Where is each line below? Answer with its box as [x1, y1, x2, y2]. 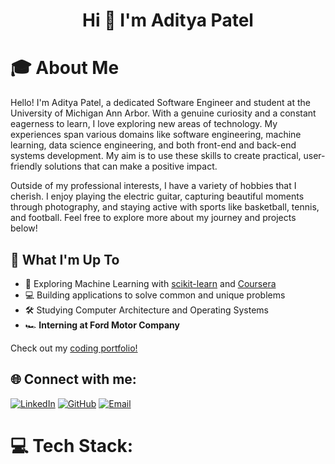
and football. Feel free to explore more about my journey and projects [10, 212, 297, 224]
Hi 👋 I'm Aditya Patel [82, 9, 254, 32]
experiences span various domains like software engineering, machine [10, 129, 302, 141]
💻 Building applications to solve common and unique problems [24, 289, 286, 301]
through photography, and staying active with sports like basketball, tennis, [10, 201, 320, 213]
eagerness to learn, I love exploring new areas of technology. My [10, 118, 278, 130]
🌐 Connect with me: [10, 371, 137, 388]
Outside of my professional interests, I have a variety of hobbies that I [10, 180, 297, 192]
